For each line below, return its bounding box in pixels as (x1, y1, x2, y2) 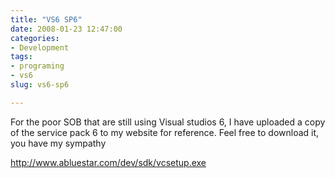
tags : (10, 52, 33, 62)
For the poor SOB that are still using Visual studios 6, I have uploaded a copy (10, 116, 326, 128)
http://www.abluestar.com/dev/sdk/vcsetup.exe (10, 156, 207, 168)
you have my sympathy (10, 137, 107, 149)
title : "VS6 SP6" (10, 14, 83, 25)
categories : (10, 33, 60, 43)
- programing (10, 61, 65, 71)
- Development (10, 42, 70, 53)
